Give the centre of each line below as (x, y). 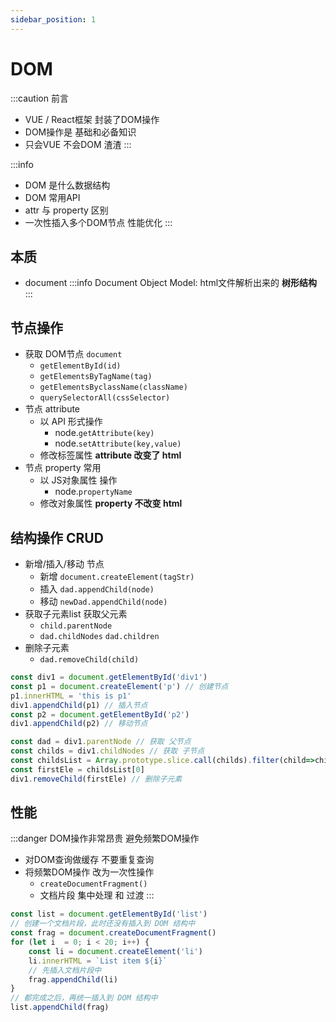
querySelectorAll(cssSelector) (105, 398)
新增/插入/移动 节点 (64, 564)
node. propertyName (93, 492)
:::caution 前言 (39, 98)
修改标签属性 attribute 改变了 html (110, 455)
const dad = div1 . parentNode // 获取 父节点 (101, 742)
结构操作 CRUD (57, 537)
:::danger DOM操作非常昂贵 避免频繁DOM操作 (105, 838)
